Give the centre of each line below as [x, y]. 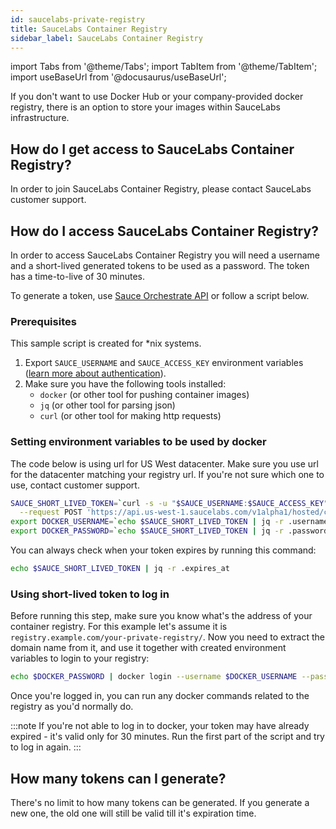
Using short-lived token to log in [90, 594]
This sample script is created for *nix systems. [106, 343]
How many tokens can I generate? [118, 778]
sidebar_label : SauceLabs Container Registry [106, 38]
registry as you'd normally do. [72, 707]
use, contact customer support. [75, 485]
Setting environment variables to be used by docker [138, 442]
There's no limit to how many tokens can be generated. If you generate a [160, 802]
